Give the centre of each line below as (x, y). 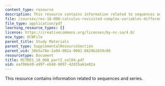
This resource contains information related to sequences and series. (74, 79)
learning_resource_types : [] (35, 28)
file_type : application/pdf (34, 23)
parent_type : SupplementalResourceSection (49, 46)
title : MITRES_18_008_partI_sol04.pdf (45, 60)
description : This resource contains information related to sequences (80, 14)
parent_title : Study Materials (37, 42)
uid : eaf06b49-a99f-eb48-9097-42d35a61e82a (50, 64)
